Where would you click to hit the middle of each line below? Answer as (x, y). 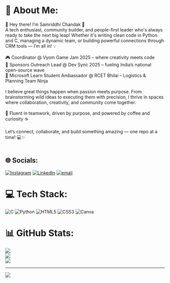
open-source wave (25, 70)
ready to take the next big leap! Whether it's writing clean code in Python (81, 35)
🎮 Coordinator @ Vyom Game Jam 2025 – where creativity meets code (80, 57)
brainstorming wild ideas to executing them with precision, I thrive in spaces (84, 97)
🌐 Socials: (22, 161)
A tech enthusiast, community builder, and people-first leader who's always (84, 29)
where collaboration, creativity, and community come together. (71, 102)
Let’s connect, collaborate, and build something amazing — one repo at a (81, 131)
